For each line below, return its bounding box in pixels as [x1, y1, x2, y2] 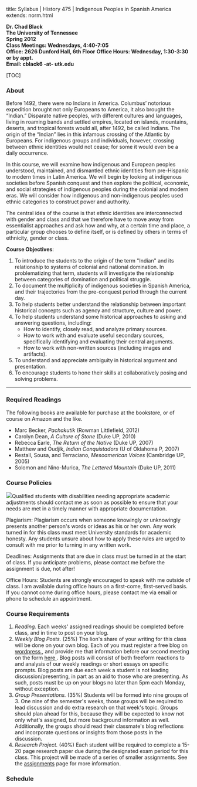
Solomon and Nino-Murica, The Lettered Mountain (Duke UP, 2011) [14, 464, 176, 471]
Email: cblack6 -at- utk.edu [6, 60, 74, 67]
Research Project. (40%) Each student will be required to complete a [14, 741, 181, 748]
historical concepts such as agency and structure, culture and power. [14, 307, 182, 314]
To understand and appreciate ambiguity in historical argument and [14, 357, 178, 364]
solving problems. [14, 376, 58, 383]
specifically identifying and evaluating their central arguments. [23, 338, 174, 345]
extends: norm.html [6, 12, 53, 19]
